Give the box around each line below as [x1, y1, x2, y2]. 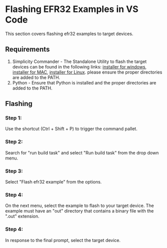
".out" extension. [5, 213, 40, 219]
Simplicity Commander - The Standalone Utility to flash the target [12, 58, 147, 64]
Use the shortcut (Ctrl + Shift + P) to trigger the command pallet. [5, 126, 138, 132]
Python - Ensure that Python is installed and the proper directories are [12, 79, 157, 85]
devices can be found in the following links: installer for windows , [12, 63, 147, 69]
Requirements [5, 45, 50, 53]
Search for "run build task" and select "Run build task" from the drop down [5, 149, 159, 155]
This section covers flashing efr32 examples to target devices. [5, 30, 134, 36]
